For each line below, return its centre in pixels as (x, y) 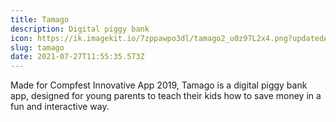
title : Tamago (40, 19)
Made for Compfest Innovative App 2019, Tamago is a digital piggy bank (159, 85)
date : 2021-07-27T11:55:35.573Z (77, 57)
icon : (21, 38)
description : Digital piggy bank (80, 29)
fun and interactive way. (60, 107)
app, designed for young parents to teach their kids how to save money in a (166, 96)
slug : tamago (37, 47)
